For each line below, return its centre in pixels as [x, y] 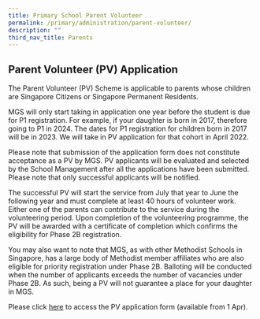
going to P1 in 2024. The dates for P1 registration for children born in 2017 [128, 129]
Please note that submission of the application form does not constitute [124, 152]
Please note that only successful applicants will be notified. [104, 177]
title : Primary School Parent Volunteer [76, 15]
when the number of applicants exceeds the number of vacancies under [125, 275]
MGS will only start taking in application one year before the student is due [129, 112]
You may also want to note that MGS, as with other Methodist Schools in [125, 250]
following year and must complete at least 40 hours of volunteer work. [122, 201]
